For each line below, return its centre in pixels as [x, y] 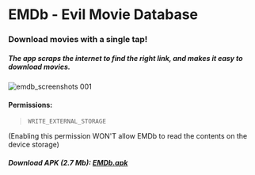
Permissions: [30, 105]
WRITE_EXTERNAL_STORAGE [67, 122]
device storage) [34, 145]
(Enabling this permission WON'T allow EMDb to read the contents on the [128, 136]
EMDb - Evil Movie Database [103, 15]
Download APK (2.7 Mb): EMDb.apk [68, 162]
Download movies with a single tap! [78, 40]
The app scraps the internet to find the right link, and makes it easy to [126, 58]
